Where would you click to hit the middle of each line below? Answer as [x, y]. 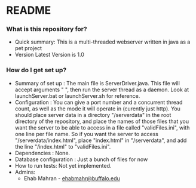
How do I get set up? [36, 70]
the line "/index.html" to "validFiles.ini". [63, 146]
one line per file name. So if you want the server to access [86, 134]
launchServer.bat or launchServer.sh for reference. [77, 95]
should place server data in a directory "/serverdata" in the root [93, 115]
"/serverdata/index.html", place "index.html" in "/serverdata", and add [101, 140]
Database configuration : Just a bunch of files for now [81, 159]
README [29, 10]
